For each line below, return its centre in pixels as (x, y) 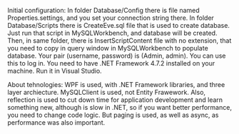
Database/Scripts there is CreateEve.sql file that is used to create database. (119, 25)
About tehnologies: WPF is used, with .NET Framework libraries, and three (116, 84)
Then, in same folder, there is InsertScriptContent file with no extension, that (119, 41)
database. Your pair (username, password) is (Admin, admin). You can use (117, 56)
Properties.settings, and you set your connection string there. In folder (111, 18)
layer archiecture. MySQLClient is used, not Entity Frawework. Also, (106, 92)
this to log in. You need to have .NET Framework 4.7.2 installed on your (111, 63)
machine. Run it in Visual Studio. (55, 71)
